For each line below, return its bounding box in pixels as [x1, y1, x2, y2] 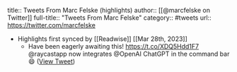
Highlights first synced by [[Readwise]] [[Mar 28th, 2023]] [17, 35, 187, 43]
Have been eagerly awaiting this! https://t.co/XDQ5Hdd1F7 [28, 42, 200, 50]
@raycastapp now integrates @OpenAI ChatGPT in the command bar [28, 49, 230, 58]
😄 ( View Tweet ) [28, 57, 76, 66]
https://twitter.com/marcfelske [7, 21, 96, 29]
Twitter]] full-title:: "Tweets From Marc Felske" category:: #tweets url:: [7, 13, 212, 22]
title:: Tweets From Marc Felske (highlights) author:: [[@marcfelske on [7, 6, 211, 14]
